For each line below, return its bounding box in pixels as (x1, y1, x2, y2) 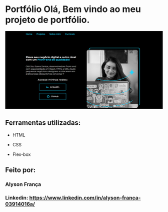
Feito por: (5, 166, 36, 174)
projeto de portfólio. (5, 14, 90, 26)
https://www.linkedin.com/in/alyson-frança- (29, 194, 141, 201)
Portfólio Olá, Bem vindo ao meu (5, 4, 141, 15)
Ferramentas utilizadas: (5, 119, 81, 127)
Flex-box (12, 151, 31, 157)
